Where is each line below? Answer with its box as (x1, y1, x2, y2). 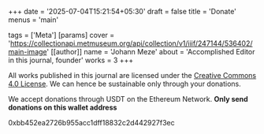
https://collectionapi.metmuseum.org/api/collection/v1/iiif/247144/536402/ (10, 39, 253, 48)
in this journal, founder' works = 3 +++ (8, 55, 134, 65)
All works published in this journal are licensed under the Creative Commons (8, 71, 257, 80)
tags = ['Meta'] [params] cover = (8, 31, 115, 39)
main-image (8, 47, 47, 56)
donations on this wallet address (8, 102, 117, 112)
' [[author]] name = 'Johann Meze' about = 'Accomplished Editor (46, 47, 255, 56)
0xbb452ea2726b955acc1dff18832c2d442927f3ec (8, 118, 175, 127)
